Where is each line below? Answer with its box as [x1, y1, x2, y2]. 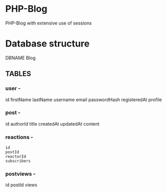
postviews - [5, 171, 36, 178]
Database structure [5, 38, 90, 50]
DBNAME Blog [5, 55, 36, 61]
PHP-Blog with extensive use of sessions [5, 20, 92, 26]
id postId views [5, 182, 37, 188]
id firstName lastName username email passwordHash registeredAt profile [5, 96, 162, 103]
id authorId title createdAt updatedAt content [5, 120, 100, 127]
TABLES [5, 69, 32, 78]
